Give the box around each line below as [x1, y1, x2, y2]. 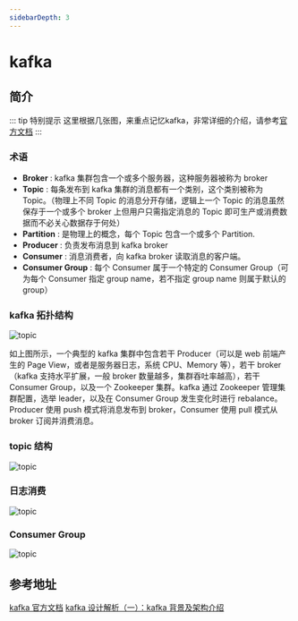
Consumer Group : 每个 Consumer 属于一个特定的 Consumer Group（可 [21, 261, 289, 273]
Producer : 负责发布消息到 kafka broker [21, 239, 168, 251]
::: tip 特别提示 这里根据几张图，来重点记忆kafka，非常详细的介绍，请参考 [9, 115, 280, 125]
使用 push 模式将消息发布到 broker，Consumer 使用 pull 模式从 [45, 404, 278, 415]
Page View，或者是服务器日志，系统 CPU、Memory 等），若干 [26, 360, 256, 370]
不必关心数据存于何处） [38, 217, 125, 228]
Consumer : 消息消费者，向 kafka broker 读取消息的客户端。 [21, 251, 246, 261]
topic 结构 [9, 440, 53, 453]
